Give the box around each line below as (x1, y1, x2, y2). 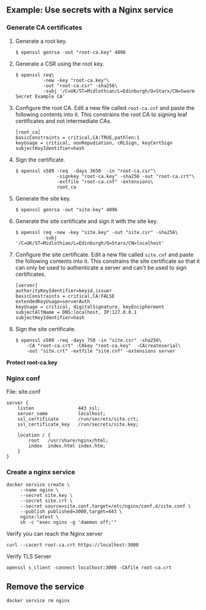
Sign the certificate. (15, 156, 66, 163)
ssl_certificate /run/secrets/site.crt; (17, 416, 139, 422)
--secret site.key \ (20, 493, 73, 499)
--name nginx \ (20, 487, 60, 493)
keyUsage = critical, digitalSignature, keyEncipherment (15, 303, 165, 310)
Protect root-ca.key (6, 359, 58, 366)
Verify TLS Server (6, 553, 52, 560)
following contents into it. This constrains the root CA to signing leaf (15, 111, 188, 118)
